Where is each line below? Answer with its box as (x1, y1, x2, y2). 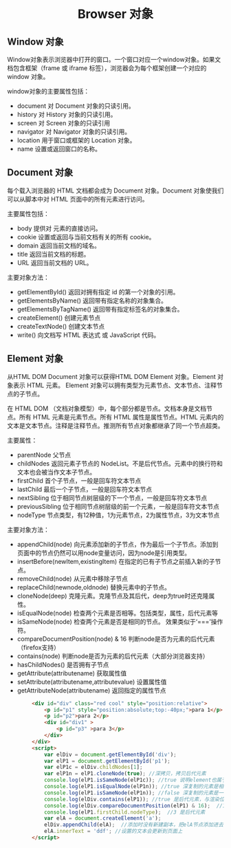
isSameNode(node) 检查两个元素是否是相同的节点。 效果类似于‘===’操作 (16, 617, 223, 626)
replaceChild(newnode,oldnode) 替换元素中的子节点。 (16, 583, 170, 591)
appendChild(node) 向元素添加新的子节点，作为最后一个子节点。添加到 (16, 540, 219, 548)
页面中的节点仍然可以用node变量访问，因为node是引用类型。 (16, 548, 191, 557)
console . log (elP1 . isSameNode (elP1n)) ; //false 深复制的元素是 (43, 789, 219, 796)
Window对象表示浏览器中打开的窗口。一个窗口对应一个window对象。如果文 (7, 56, 221, 63)
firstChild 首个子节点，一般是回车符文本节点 (16, 476, 142, 485)
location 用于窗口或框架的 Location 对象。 (16, 136, 136, 144)
